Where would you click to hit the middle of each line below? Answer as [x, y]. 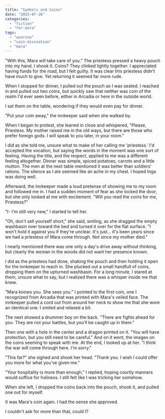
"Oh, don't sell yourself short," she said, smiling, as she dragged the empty [81, 221]
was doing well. [21, 176]
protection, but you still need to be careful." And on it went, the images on [80, 337]
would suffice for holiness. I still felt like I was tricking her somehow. [74, 377]
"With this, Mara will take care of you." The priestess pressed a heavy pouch [83, 60]
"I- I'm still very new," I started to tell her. [46, 211]
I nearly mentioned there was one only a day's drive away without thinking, [81, 246]
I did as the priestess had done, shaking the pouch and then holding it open [82, 261]
